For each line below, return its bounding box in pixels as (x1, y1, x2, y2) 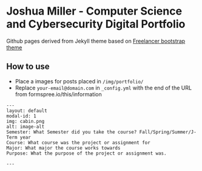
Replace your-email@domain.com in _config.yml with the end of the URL (15, 84, 192, 91)
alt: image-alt (6, 124, 45, 130)
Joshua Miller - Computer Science (6, 4, 183, 18)
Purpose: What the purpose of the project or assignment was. (6, 150, 167, 156)
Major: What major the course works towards (6, 145, 121, 151)
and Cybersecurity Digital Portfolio (6, 17, 186, 31)
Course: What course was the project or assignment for (6, 139, 150, 145)
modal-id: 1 (6, 113, 36, 119)
